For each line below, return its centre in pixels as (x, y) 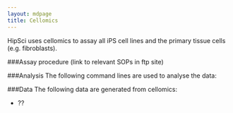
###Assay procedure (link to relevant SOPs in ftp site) (85, 61)
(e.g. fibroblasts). (32, 48)
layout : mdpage (30, 14)
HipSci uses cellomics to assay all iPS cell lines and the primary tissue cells (116, 40)
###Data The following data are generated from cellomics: (92, 89)
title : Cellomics (33, 20)
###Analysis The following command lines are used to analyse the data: (112, 76)
